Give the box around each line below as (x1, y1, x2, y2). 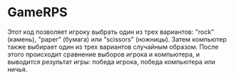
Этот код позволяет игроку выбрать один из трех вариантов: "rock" (7, 28, 215, 36)
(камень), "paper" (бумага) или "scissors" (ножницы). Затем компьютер (7, 35, 227, 43)
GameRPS (7, 4, 68, 20)
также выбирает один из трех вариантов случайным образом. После (7, 42, 219, 51)
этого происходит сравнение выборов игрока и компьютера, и (7, 50, 200, 59)
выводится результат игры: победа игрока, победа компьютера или (7, 57, 215, 66)
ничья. (7, 65, 28, 73)
